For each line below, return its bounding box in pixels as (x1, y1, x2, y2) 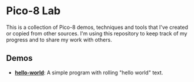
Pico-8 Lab (6, 4, 61, 18)
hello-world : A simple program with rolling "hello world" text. (14, 69, 163, 76)
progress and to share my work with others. (6, 36, 112, 43)
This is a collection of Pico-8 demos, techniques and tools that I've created (6, 24, 189, 31)
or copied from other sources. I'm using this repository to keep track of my (6, 29, 188, 37)
